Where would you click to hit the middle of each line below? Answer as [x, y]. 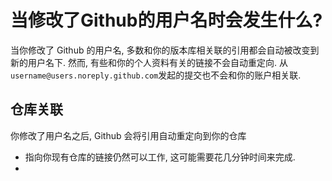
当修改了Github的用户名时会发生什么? [166, 20]
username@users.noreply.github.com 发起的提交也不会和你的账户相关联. [156, 75]
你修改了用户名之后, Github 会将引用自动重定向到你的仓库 [128, 135]
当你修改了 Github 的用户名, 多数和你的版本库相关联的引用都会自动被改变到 [165, 50]
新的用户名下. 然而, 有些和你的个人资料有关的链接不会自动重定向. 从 [149, 62]
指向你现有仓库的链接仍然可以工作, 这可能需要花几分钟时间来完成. [160, 157]
